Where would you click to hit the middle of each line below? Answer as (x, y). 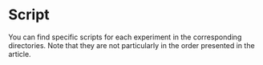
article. (20, 54)
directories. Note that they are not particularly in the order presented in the (131, 45)
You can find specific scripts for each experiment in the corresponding (125, 37)
